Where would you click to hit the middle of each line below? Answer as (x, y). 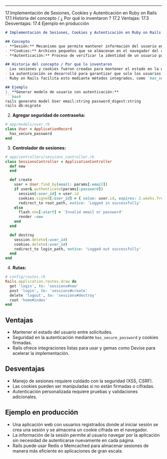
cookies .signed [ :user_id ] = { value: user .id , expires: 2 (80, 198)
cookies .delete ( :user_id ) (41, 244)
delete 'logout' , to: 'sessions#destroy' (53, 295)
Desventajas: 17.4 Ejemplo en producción (47, 23)
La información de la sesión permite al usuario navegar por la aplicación (86, 435)
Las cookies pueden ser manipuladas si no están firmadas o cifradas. (83, 386)
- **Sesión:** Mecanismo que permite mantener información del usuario (81, 46)
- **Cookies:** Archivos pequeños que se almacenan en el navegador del (82, 51)
